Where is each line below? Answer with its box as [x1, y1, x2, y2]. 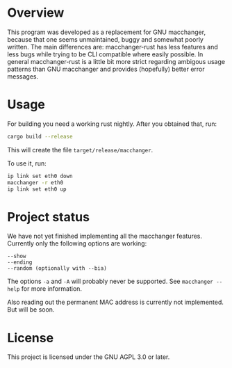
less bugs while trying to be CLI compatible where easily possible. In [7, 50, 204, 58]
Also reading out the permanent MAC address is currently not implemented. [7, 298, 224, 307]
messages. [7, 72, 39, 81]
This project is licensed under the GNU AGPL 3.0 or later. [7, 353, 170, 361]
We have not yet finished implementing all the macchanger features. [7, 232, 203, 241]
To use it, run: [7, 159, 47, 168]
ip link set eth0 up [7, 186, 67, 193]
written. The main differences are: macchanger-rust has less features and [7, 42, 218, 51]
